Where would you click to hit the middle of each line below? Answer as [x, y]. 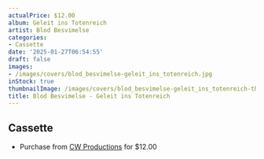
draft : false [29, 60]
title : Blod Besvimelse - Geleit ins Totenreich [89, 96]
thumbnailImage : [35, 89]
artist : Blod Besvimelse [49, 30]
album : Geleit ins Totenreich [58, 23]
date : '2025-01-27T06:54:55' [56, 52]
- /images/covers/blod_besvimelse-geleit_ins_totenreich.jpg [110, 74]
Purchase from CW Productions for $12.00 [88, 147]
